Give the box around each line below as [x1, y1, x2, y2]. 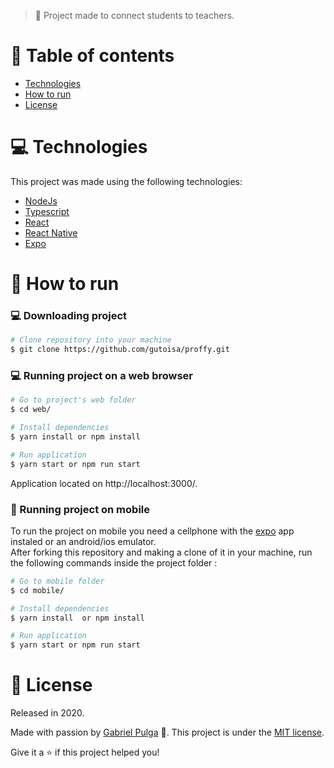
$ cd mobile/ [10, 585, 65, 595]
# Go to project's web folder [10, 395, 137, 405]
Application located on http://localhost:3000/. [10, 477, 198, 489]
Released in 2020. [10, 707, 85, 719]
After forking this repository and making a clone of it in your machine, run [10, 546, 313, 558]
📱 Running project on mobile [10, 502, 150, 516]
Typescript [24, 205, 70, 217]
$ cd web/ [10, 405, 52, 415]
